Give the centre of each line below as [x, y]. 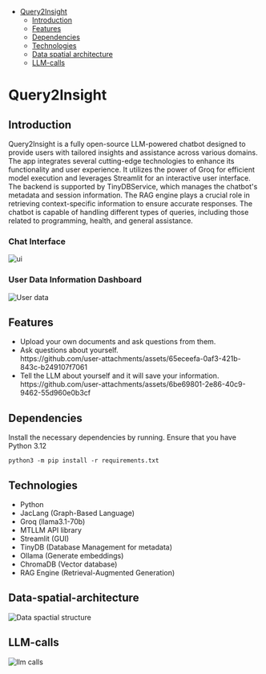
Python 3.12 [27, 446]
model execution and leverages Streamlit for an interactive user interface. [129, 178]
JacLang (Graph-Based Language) [77, 514]
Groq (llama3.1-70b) [52, 522]
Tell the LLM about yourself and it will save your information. [119, 376]
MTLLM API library [51, 530]
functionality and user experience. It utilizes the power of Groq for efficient [131, 169]
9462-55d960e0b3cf [55, 393]
